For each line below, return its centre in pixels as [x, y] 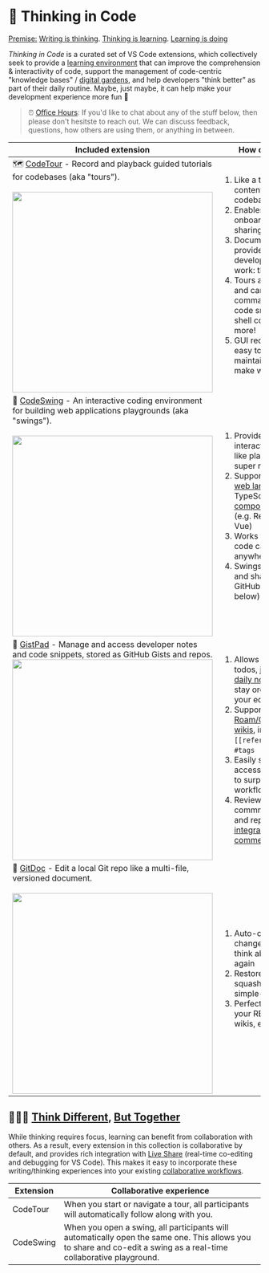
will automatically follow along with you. [139, 1214]
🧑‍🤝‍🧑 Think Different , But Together [94, 1118]
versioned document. [52, 878]
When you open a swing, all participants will [146, 1227]
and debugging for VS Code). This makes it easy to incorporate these [123, 1162]
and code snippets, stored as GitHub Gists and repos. [112, 654]
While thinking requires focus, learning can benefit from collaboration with [131, 1137]
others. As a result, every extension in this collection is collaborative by [125, 1145]
